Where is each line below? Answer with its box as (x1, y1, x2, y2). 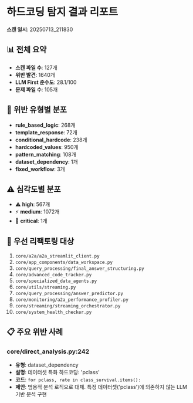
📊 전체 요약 (6, 45, 47, 55)
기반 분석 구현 (15, 391, 47, 398)
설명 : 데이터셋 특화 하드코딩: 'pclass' (15, 368, 100, 375)
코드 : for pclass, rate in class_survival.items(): (15, 376, 141, 383)
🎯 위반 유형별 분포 (6, 105, 67, 115)
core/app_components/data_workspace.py (15, 259, 113, 266)
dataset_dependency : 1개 (15, 158, 78, 165)
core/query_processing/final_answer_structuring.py (15, 266, 144, 272)
